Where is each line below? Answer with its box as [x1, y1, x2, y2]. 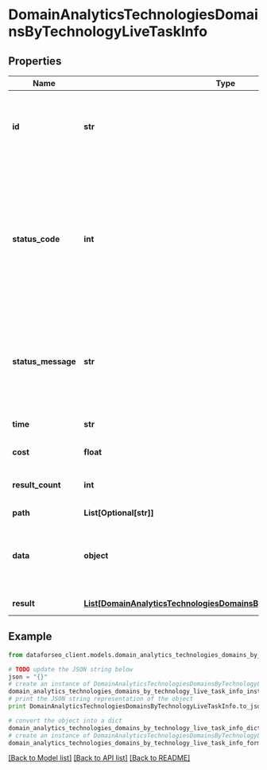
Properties [8, 54, 62, 68]
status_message [12, 356, 77, 367]
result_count [12, 479, 61, 491]
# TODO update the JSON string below [8, 665, 133, 674]
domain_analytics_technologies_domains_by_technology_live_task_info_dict [8, 724, 261, 732]
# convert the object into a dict [8, 717, 123, 725]
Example [8, 630, 52, 643]
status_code [12, 233, 60, 244]
